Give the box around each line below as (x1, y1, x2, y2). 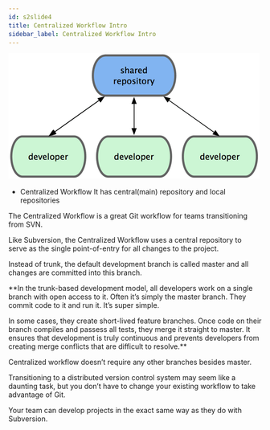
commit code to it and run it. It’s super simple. (8, 301, 160, 310)
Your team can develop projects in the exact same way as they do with (8, 406, 243, 416)
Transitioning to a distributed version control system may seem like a (8, 373, 236, 383)
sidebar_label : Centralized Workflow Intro (8, 30, 157, 38)
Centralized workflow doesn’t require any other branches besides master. (8, 358, 252, 367)
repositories (19, 195, 60, 205)
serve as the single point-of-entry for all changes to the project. (8, 244, 219, 253)
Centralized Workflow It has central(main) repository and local (19, 187, 227, 197)
